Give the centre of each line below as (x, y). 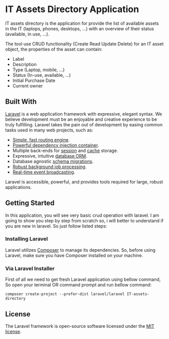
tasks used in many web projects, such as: (49, 130)
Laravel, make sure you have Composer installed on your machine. (74, 255)
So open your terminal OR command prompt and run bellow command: (78, 285)
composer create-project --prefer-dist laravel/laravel (65, 294)
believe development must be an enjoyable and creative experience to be (81, 119)
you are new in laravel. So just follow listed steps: (56, 226)
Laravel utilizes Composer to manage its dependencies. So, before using (80, 250)
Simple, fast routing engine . (41, 139)
